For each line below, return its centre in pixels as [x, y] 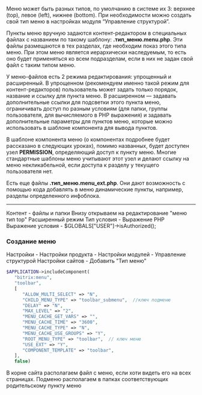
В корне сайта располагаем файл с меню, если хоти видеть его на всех [99, 373]
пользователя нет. [29, 171]
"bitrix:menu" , [33, 278]
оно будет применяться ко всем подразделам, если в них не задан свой [100, 59]
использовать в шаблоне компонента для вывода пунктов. [82, 128]
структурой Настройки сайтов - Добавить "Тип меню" [76, 261]
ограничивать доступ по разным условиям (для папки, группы [87, 109]
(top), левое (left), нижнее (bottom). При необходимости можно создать [99, 15]
